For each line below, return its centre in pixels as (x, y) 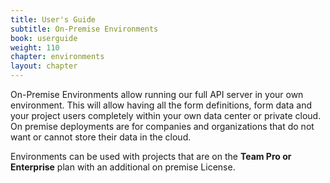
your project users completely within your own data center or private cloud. (166, 115)
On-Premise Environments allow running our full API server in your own (157, 94)
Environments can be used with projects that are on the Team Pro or (151, 156)
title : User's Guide (53, 19)
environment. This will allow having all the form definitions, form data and (161, 105)
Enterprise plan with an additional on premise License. (123, 167)
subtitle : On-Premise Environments (84, 29)
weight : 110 (35, 47)
